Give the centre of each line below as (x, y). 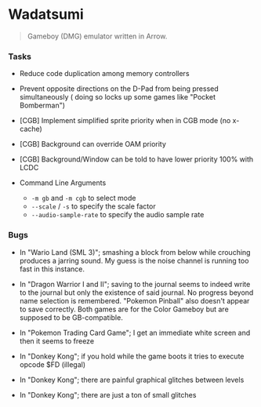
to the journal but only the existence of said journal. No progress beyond (136, 293)
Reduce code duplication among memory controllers (104, 74)
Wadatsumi (46, 15)
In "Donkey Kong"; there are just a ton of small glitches (108, 394)
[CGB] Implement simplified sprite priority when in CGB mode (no (125, 121)
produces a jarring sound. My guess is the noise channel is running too (134, 260)
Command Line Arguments (63, 183)
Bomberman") (42, 105)
